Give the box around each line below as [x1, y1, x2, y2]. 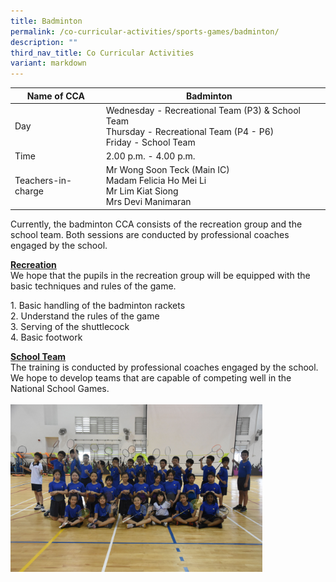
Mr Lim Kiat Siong [105, 185, 179, 197]
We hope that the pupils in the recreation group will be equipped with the [10, 269, 311, 281]
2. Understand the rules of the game [10, 310, 160, 322]
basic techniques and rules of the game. [10, 280, 177, 292]
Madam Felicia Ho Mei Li [105, 175, 207, 187]
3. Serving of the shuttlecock [10, 320, 130, 332]
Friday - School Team [105, 136, 196, 148]
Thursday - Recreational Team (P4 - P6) [105, 125, 275, 137]
